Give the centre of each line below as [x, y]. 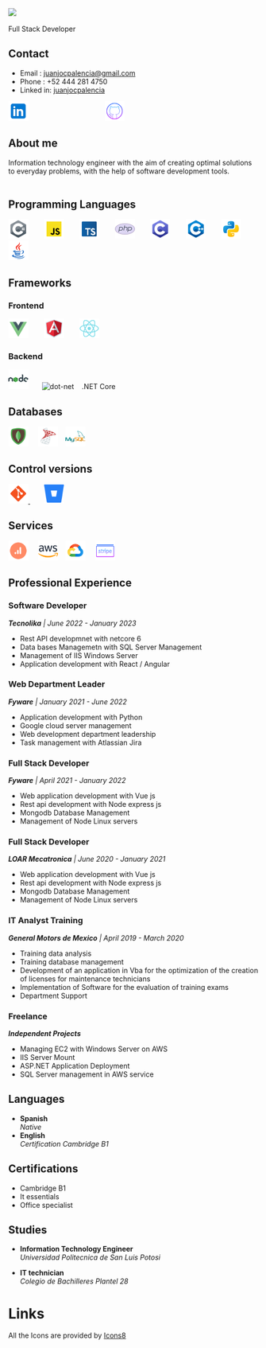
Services [31, 526]
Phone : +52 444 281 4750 [64, 81]
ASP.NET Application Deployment [75, 1066]
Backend [26, 356]
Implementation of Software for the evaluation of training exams [124, 987]
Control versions [50, 469]
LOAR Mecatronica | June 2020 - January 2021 [87, 859]
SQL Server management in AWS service [87, 1074]
